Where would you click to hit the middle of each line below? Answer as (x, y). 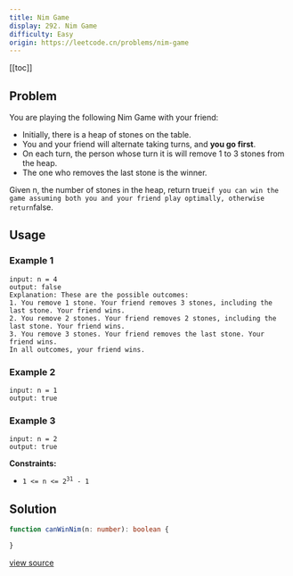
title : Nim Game (39, 17)
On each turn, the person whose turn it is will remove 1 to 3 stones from (153, 154)
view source (32, 563)
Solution (33, 509)
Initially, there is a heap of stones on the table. (106, 135)
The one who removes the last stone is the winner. (114, 173)
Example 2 (33, 371)
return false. (31, 207)
